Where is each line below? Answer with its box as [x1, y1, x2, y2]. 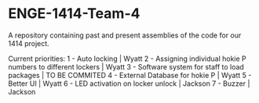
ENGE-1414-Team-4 [8, 5, 140, 23]
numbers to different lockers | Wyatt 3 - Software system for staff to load [8, 62, 245, 71]
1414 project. [8, 38, 49, 48]
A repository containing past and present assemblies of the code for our [8, 30, 242, 40]
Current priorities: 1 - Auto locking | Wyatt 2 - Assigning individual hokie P [8, 54, 246, 63]
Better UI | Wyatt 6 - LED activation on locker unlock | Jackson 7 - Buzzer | [8, 79, 250, 88]
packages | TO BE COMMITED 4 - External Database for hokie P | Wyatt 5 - [8, 70, 252, 80]
